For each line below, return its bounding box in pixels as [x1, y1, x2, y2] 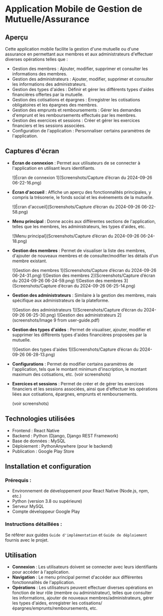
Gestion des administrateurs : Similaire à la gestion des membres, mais [12, 292, 157, 298]
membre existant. [12, 258, 47, 264]
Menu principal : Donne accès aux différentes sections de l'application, [12, 218, 156, 224]
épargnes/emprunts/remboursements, [12, 605, 89, 611]
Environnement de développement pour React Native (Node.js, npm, [12, 488, 149, 494]
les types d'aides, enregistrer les [12, 600, 78, 606]
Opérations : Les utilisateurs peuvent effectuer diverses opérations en [12, 585, 153, 591]
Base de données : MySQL [12, 438, 66, 444]
